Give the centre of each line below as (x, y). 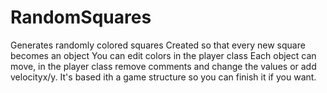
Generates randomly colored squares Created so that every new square (158, 45)
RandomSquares (81, 17)
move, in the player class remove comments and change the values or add (163, 66)
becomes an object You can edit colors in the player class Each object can (163, 55)
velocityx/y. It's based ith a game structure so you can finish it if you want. (163, 77)
